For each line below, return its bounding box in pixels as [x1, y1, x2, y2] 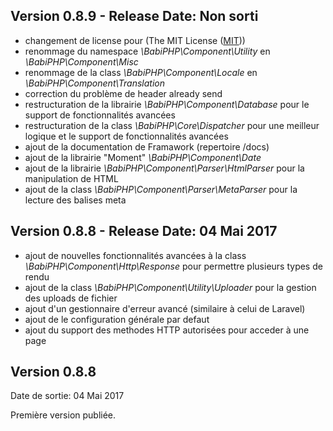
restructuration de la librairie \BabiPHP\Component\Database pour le [24, 98, 310, 110]
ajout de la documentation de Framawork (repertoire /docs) [24, 140, 270, 153]
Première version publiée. [10, 409, 117, 421]
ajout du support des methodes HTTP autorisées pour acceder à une [24, 324, 310, 336]
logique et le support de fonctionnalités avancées [24, 130, 229, 142]
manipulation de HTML [24, 172, 119, 184]
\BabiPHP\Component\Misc [24, 55, 139, 68]
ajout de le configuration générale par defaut [24, 313, 210, 325]
